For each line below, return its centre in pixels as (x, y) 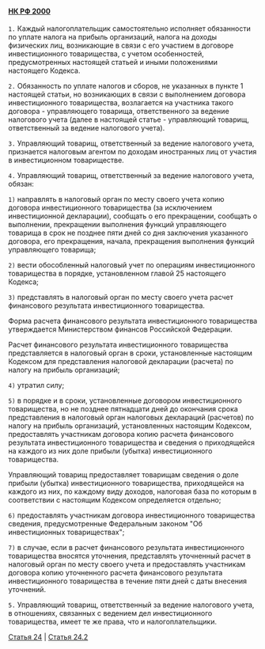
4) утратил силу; (36, 385)
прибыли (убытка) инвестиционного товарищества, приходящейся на (126, 484)
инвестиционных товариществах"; (66, 532)
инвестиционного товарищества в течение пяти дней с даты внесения (128, 581)
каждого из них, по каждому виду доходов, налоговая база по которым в (132, 491)
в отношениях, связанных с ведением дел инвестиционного (110, 613)
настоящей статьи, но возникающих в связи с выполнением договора (127, 94)
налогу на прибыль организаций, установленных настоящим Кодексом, (130, 426)
